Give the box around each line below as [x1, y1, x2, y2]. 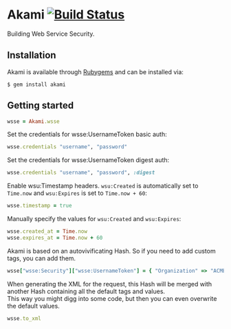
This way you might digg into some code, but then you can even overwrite [7, 294, 217, 302]
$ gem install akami [7, 81, 67, 88]
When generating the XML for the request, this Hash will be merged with [7, 280, 212, 288]
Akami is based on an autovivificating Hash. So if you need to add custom [7, 247, 216, 255]
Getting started [7, 100, 74, 111]
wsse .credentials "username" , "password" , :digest [7, 169, 155, 177]
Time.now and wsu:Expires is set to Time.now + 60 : [7, 189, 148, 197]
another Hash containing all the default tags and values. [7, 287, 166, 295]
